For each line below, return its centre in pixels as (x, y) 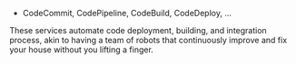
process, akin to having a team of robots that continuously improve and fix (148, 40)
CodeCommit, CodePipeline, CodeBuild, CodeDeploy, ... (127, 13)
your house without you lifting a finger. (82, 50)
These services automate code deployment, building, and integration (138, 30)
